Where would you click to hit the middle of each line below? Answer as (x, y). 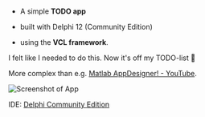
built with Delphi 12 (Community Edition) (86, 27)
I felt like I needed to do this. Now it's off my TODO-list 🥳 (102, 58)
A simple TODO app (53, 11)
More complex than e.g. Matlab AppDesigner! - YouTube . (102, 74)
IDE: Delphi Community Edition (59, 105)
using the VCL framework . (64, 42)
